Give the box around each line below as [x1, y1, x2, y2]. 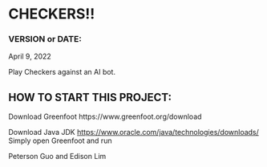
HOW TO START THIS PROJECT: [8, 90, 172, 104]
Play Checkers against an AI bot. [8, 67, 116, 77]
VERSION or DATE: [8, 34, 82, 45]
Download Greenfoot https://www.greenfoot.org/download [8, 112, 202, 121]
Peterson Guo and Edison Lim [8, 152, 107, 161]
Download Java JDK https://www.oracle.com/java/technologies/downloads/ [8, 128, 259, 137]
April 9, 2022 [8, 51, 52, 61]
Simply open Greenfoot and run [8, 136, 112, 145]
